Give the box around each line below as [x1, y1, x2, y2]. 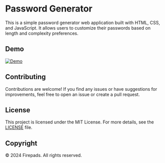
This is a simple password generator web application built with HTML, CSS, [5, 20, 160, 26]
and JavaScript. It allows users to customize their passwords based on [5, 25, 151, 31]
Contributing [5, 73, 46, 81]
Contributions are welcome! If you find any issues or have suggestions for [5, 86, 157, 92]
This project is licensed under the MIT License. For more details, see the [5, 119, 154, 125]
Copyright [5, 139, 37, 147]
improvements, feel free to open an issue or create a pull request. [5, 91, 140, 97]
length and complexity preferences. [5, 30, 78, 36]
